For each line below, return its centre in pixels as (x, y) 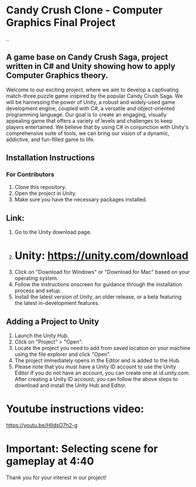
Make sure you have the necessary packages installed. (81, 200)
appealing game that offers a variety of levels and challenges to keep (89, 121)
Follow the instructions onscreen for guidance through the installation (98, 284)
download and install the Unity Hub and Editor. (71, 385)
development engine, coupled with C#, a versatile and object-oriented (90, 108)
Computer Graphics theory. (57, 76)
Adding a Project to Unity (53, 322)
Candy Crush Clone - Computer (84, 10)
